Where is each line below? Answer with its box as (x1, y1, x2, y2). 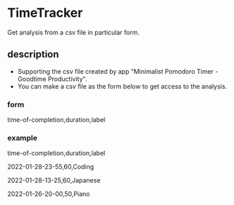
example (7, 133, 37, 143)
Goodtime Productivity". (17, 74, 87, 83)
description (7, 48, 59, 60)
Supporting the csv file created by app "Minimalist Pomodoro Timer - (17, 67, 218, 75)
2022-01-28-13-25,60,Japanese (7, 176, 101, 185)
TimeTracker (7, 5, 83, 21)
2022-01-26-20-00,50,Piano (7, 190, 90, 198)
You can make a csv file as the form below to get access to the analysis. (17, 82, 228, 91)
